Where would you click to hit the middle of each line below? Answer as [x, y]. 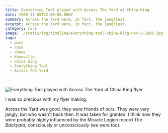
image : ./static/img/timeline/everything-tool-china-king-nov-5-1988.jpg [84, 33]
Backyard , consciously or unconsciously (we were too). [63, 125]
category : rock [21, 29]
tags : [11, 38]
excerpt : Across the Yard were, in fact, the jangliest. [66, 24]
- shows [18, 52]
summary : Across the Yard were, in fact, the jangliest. [66, 19]
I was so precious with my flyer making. [46, 99]
